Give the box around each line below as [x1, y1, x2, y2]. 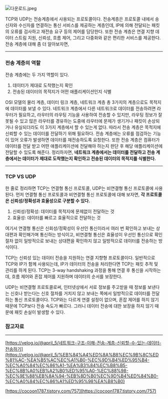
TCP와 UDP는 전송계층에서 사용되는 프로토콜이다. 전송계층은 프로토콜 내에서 [5, 16, 154, 22]
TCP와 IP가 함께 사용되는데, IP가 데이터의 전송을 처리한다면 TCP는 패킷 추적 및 [5, 261, 158, 267]
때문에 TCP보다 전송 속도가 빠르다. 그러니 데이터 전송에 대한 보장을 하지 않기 [5, 303, 154, 309]
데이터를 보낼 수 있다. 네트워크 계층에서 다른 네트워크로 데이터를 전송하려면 [10, 106, 156, 112]
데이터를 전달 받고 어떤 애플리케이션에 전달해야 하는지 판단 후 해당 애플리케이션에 [5, 143, 163, 149]
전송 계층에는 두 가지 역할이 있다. [5, 72, 69, 78]
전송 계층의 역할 [5, 59, 41, 66]
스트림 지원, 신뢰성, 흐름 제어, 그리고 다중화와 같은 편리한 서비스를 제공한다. [14, 35, 161, 41]
